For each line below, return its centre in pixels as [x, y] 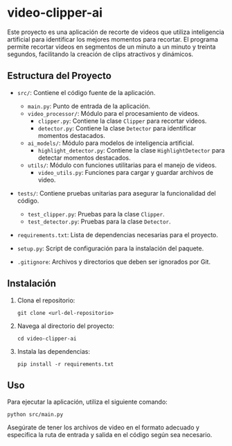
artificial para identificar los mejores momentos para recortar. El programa [113, 39]
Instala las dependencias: [53, 351]
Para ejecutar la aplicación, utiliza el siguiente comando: [87, 402]
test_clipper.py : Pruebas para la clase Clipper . [96, 214]
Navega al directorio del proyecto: [65, 326]
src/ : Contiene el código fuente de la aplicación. [86, 92]
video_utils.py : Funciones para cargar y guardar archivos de [125, 172]
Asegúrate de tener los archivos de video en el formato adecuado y [103, 427]
